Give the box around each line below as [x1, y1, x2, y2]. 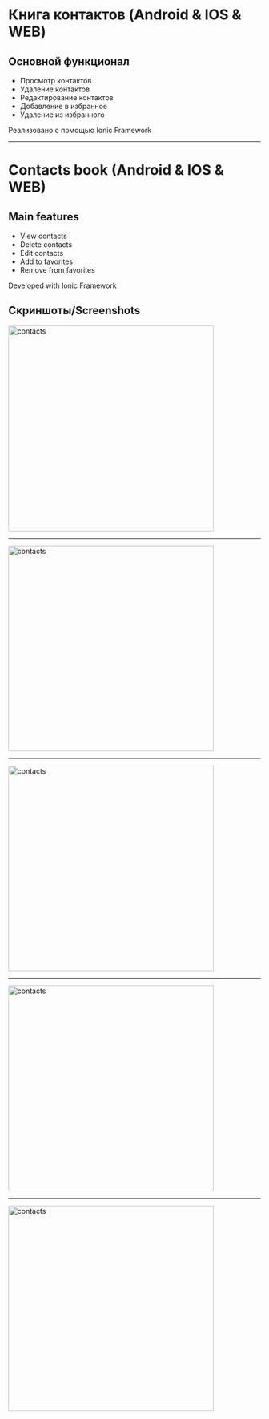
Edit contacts [19, 249, 64, 257]
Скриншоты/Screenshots [8, 304, 141, 317]
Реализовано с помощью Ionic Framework [8, 126, 152, 135]
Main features [8, 210, 80, 224]
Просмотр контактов [19, 76, 92, 85]
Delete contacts [19, 240, 73, 249]
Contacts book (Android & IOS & [8, 161, 224, 180]
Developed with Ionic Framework [8, 281, 118, 290]
